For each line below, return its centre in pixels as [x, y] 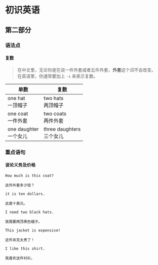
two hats [54, 98]
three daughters [62, 129]
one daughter [23, 129]
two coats [55, 113]
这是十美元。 [16, 203]
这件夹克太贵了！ [20, 240]
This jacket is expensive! [33, 230]
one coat [18, 113]
